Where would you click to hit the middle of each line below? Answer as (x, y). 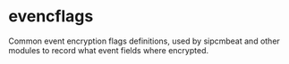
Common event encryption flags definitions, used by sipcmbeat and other (144, 41)
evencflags (51, 16)
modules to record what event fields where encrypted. (109, 50)
